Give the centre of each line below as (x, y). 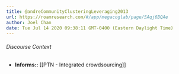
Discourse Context (29, 46)
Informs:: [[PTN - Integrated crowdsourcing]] (70, 65)
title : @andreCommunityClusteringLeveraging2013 (67, 11)
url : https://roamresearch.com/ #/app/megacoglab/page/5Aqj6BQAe (87, 17)
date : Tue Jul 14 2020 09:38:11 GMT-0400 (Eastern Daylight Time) (90, 28)
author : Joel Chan (29, 22)
